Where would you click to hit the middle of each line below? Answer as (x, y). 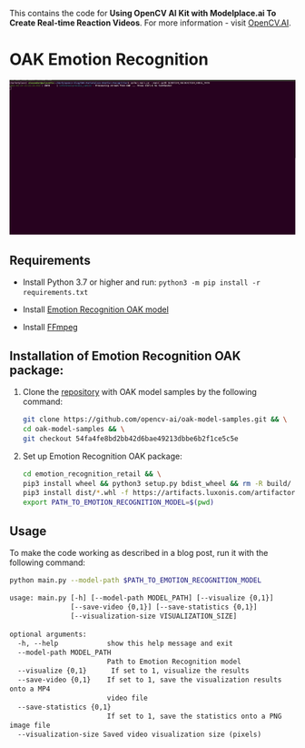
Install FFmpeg (50, 328)
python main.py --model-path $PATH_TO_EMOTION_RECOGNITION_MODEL (135, 580)
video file (127, 698)
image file (30, 725)
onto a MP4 (30, 689)
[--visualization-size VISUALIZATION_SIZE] (154, 616)
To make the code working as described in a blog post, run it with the (139, 552)
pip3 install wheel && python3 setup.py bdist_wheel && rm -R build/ (157, 483)
